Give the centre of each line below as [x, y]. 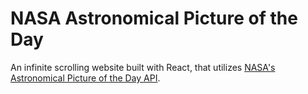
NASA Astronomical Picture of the [154, 18]
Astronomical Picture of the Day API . [85, 78]
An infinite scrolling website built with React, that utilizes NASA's [143, 67]
